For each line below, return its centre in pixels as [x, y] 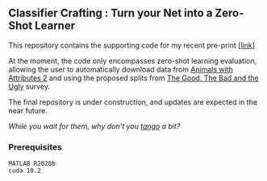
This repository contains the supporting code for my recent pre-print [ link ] [132, 45]
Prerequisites [35, 146]
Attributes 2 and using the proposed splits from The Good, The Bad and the [134, 78]
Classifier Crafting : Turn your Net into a [111, 13]
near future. [28, 110]
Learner [55, 26]
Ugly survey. [29, 86]
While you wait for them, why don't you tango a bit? [94, 126]
